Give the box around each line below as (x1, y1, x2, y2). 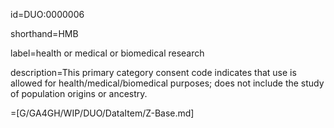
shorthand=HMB (10, 28, 79, 39)
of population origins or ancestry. (10, 88, 148, 99)
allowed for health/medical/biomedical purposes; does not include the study (10, 77, 325, 89)
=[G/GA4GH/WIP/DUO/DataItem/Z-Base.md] (10, 107, 195, 119)
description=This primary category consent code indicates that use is (10, 67, 297, 78)
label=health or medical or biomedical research (10, 47, 205, 59)
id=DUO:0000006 (10, 9, 85, 20)
